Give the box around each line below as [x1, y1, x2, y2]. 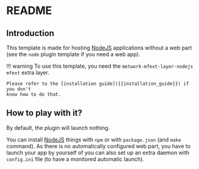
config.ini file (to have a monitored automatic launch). [6, 155, 144, 162]
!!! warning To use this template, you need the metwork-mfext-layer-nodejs [6, 62, 194, 70]
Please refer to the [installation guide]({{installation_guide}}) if [6, 81, 189, 87]
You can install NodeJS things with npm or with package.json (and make [6, 135, 181, 143]
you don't [6, 86, 32, 92]
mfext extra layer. [6, 69, 50, 76]
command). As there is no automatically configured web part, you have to [6, 142, 190, 149]
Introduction [6, 28, 55, 38]
